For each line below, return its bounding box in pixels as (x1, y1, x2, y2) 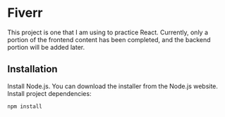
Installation (7, 63, 58, 75)
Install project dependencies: (7, 89, 92, 97)
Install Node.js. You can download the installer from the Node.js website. (7, 82, 219, 90)
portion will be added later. (7, 43, 85, 51)
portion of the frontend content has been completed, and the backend (7, 35, 211, 43)
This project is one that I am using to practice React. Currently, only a (7, 28, 209, 36)
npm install (7, 103, 42, 110)
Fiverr (7, 5, 43, 21)
